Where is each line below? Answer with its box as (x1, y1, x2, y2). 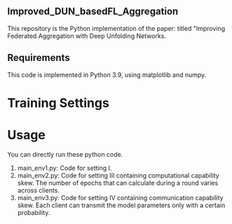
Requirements (7, 52, 70, 64)
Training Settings (7, 94, 110, 111)
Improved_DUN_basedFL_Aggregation (7, 6, 179, 17)
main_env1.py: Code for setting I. (17, 164, 112, 172)
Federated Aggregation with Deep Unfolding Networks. (7, 31, 167, 40)
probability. (17, 208, 50, 216)
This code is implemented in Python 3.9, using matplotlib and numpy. (7, 70, 207, 79)
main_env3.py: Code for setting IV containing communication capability (17, 193, 224, 202)
